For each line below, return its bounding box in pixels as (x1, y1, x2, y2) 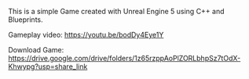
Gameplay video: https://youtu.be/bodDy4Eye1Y (8, 31, 164, 39)
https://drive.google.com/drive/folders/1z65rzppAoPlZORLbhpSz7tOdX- (8, 54, 241, 63)
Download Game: (8, 45, 64, 54)
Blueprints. (8, 15, 43, 24)
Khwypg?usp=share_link (8, 62, 88, 71)
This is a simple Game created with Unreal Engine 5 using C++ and (8, 7, 225, 16)
